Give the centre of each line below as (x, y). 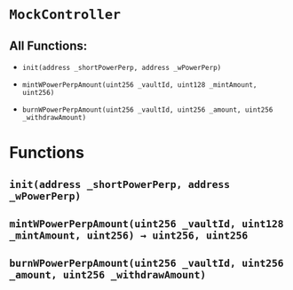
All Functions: (48, 46)
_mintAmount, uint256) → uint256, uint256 (129, 235)
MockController (65, 15)
